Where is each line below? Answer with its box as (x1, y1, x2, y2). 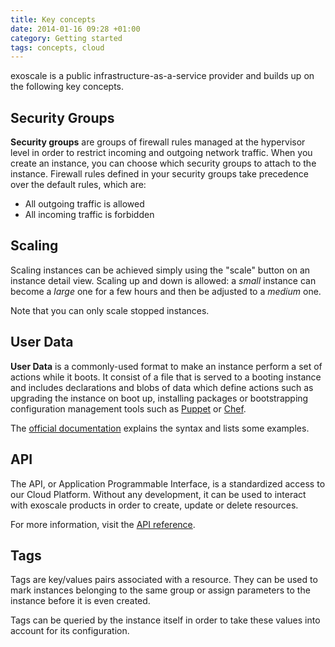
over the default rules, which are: (10, 179, 147, 191)
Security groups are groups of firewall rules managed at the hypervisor (10, 136, 306, 148)
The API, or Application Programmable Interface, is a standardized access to (10, 477, 326, 490)
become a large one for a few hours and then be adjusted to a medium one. (10, 285, 322, 297)
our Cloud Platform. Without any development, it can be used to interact (10, 488, 307, 500)
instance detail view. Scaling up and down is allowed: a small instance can (10, 274, 317, 286)
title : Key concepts (10, 14, 97, 25)
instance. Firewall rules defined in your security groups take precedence (10, 168, 309, 180)
